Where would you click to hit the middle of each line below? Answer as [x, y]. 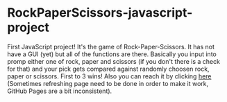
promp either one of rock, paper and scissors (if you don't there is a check [114, 61]
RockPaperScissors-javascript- [100, 13]
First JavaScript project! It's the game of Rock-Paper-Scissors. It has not [111, 46]
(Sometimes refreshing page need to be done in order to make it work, [108, 83]
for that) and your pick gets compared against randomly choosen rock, [108, 69]
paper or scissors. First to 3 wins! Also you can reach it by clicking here [109, 76]
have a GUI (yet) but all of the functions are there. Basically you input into [112, 54]
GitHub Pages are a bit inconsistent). [60, 91]
